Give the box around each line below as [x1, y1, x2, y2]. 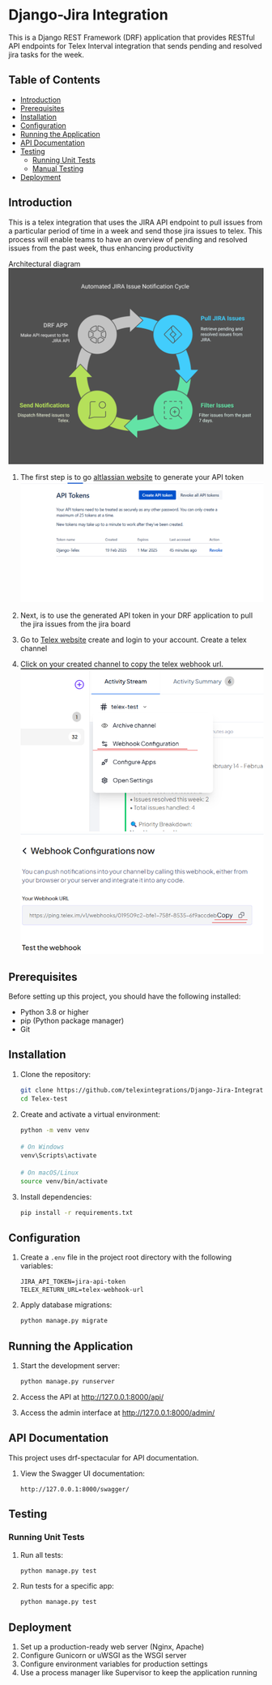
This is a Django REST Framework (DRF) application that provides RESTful [8, 32, 255, 42]
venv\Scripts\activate [19, 1152, 97, 1160]
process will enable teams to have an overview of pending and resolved [8, 234, 249, 244]
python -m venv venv [19, 1126, 90, 1134]
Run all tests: [19, 1550, 63, 1559]
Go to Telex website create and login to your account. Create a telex [19, 635, 247, 645]
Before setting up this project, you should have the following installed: [8, 991, 241, 1002]
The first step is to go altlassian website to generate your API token [19, 473, 244, 482]
